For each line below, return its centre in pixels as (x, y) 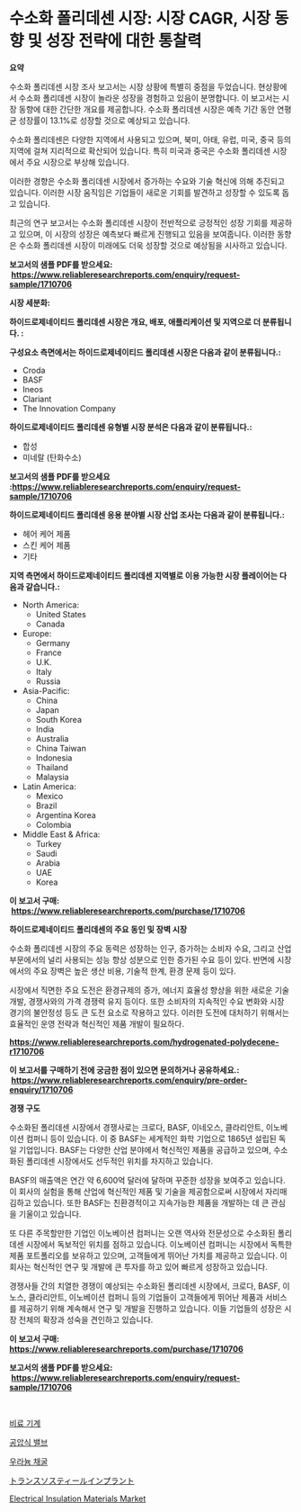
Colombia (53, 824)
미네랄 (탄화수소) (52, 457)
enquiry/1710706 (41, 1089)
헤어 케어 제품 (46, 534)
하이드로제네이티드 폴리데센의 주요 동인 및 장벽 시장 (98, 929)
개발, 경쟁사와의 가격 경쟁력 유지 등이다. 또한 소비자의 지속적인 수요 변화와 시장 (147, 1001)
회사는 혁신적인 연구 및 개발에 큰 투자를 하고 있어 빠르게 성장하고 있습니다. (138, 1266)
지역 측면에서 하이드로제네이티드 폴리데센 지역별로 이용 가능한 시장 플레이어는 (144, 575)
